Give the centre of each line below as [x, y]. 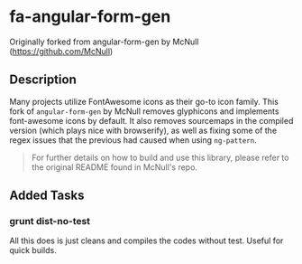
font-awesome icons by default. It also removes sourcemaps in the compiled [151, 120]
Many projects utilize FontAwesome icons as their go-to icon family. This [144, 101]
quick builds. [33, 250]
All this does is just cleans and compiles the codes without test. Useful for [146, 240]
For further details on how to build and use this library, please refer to [160, 157]
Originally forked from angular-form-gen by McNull [104, 42]
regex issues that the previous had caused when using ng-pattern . [133, 140]
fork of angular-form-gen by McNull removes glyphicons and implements [144, 111]
